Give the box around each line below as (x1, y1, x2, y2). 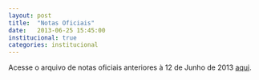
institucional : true (8, 33, 78, 42)
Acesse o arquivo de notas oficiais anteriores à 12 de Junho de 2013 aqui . (8, 63, 252, 72)
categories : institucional (8, 41, 99, 49)
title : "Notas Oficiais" (8, 19, 95, 27)
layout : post (8, 11, 52, 20)
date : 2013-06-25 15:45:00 (8, 26, 106, 34)
